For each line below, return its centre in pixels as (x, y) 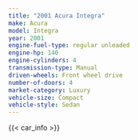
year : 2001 (26, 38)
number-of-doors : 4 (41, 82)
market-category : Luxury (49, 90)
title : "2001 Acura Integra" (57, 16)
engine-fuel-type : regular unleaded (69, 46)
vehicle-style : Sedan (44, 105)
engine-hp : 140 (34, 53)
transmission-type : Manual (53, 68)
